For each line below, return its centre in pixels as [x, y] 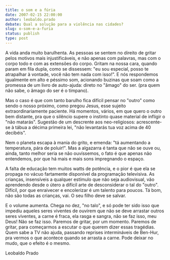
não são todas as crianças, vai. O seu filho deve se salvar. [66, 196]
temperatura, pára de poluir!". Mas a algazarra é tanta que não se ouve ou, [83, 148]
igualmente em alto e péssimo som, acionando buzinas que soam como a [82, 80]
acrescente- [149, 122]
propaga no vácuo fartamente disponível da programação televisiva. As [80, 174]
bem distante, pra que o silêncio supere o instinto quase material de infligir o [85, 116]
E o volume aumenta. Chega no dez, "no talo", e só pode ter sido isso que [82, 205]
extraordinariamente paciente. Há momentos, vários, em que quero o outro [83, 111]
